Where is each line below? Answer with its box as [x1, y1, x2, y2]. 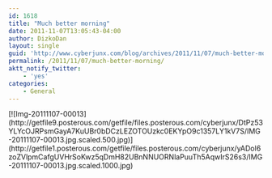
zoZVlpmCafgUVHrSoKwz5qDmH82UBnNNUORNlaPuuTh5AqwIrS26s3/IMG [8, 152, 263, 162]
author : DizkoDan [8, 34, 67, 43]
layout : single [8, 42, 60, 50]
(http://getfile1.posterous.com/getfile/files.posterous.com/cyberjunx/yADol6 [8, 143, 261, 154]
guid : [8, 49, 27, 57]
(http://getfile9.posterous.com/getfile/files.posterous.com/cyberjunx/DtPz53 [8, 118, 263, 128]
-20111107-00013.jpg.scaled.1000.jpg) [8, 161, 134, 171]
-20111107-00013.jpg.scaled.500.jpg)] [8, 135, 134, 145]
